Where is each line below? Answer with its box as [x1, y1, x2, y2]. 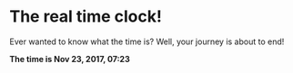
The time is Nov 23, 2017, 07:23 [9, 53, 130, 64]
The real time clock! [9, 6, 162, 27]
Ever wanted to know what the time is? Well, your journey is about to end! [9, 36, 285, 47]
